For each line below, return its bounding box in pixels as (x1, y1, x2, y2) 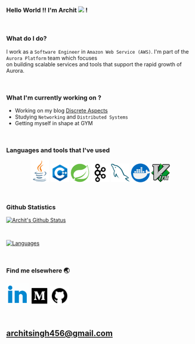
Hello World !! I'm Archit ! (6, 6, 88, 14)
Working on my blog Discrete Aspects (14, 107, 109, 114)
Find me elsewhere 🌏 (6, 266, 70, 275)
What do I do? (6, 35, 47, 43)
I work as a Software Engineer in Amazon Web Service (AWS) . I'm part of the (6, 48, 189, 55)
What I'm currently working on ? (6, 93, 101, 101)
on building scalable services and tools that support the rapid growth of (6, 60, 182, 68)
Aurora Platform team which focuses (6, 54, 97, 61)
